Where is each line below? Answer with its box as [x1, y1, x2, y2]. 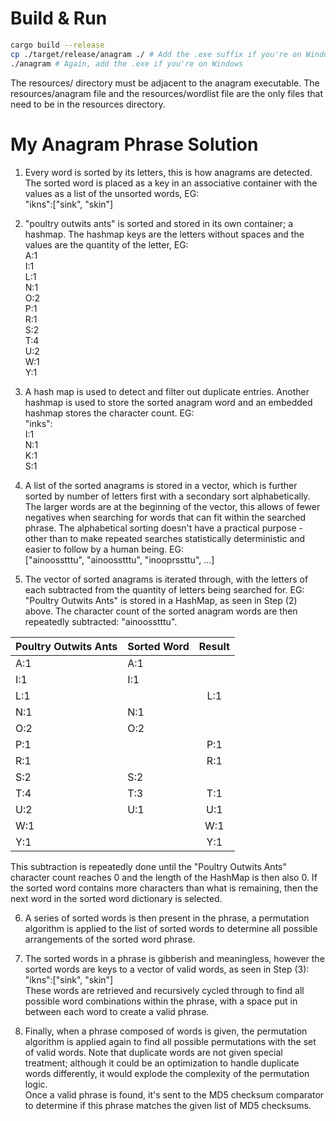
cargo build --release [10, 40, 105, 50]
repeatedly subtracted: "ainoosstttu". [24, 615, 178, 627]
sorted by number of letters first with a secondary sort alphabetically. [24, 490, 311, 502]
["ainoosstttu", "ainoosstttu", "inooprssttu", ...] [24, 553, 215, 566]
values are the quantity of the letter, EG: [24, 238, 189, 251]
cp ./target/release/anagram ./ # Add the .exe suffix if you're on [10, 49, 302, 59]
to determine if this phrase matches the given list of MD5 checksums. [24, 1099, 312, 1111]
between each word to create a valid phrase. [24, 1005, 210, 1017]
